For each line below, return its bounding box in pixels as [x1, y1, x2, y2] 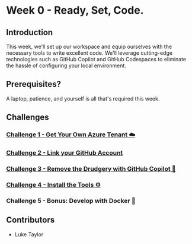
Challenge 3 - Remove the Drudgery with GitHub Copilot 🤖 [6, 164, 176, 173]
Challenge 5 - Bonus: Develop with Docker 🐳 [6, 196, 136, 205]
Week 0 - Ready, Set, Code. [6, 4, 144, 17]
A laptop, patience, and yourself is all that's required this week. [6, 95, 160, 102]
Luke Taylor [14, 230, 44, 238]
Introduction [6, 27, 53, 37]
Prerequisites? [6, 79, 61, 89]
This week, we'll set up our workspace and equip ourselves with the [6, 43, 172, 50]
